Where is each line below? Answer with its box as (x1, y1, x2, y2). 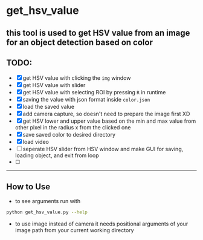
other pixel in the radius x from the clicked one (14, 124, 131, 131)
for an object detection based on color (6, 37, 153, 47)
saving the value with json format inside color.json (22, 96, 150, 103)
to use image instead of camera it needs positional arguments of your (14, 220, 188, 227)
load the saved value (22, 103, 74, 111)
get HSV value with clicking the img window (22, 74, 131, 82)
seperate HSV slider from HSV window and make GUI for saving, (22, 146, 184, 153)
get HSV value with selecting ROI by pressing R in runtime (22, 89, 166, 96)
